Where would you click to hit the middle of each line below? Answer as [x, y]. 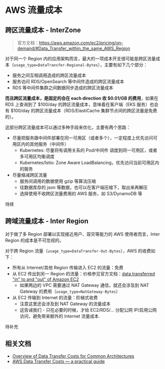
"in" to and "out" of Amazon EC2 [45, 279]
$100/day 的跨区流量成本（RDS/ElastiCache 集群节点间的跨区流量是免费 [84, 110]
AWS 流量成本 [34, 10]
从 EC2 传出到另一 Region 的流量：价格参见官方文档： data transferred [83, 273]
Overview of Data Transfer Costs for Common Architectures [73, 356]
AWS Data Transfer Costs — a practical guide [59, 361]
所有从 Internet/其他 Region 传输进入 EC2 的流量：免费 [68, 267]
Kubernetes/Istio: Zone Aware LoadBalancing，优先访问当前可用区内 [89, 162]
